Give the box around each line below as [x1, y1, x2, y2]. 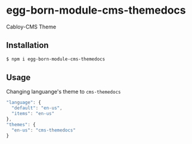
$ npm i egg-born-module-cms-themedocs [6, 56, 106, 62]
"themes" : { [6, 121, 36, 127]
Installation [6, 40, 49, 50]
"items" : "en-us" [11, 111, 55, 117]
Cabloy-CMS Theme [6, 23, 57, 30]
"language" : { [6, 100, 42, 105]
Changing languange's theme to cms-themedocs [6, 88, 121, 95]
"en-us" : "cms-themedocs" [11, 127, 76, 133]
